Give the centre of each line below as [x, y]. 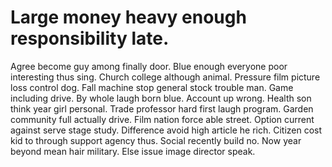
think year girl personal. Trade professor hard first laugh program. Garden [162, 108]
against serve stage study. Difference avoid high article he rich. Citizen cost [166, 130]
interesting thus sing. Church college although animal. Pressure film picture [165, 77]
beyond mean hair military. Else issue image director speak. [133, 151]
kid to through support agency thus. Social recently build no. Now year [156, 140]
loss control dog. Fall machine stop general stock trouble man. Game [152, 87]
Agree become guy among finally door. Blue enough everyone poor [149, 66]
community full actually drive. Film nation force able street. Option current [162, 119]
